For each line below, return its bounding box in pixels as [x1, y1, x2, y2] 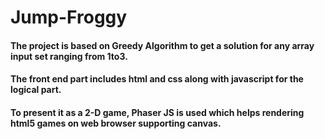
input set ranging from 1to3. [10, 50, 128, 62]
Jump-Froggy [10, 6, 128, 29]
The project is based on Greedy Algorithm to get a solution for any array [10, 39, 315, 51]
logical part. [10, 84, 62, 96]
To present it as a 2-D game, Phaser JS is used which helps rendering [10, 106, 305, 118]
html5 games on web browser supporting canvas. [10, 117, 222, 129]
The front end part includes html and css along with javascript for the [10, 73, 304, 85]
